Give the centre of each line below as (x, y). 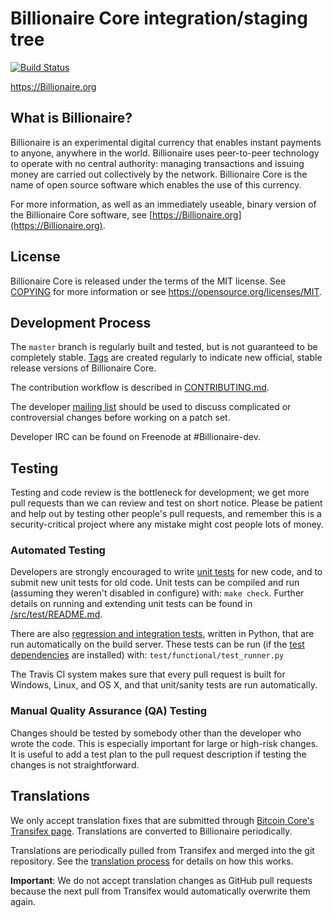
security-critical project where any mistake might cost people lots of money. (167, 524)
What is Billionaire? (71, 118)
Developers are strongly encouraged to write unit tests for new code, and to (166, 572)
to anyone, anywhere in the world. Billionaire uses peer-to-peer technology (165, 153)
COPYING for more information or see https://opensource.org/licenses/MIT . (166, 291)
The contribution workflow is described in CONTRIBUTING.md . (140, 388)
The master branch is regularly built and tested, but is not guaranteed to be (164, 347)
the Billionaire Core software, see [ (81, 214)
